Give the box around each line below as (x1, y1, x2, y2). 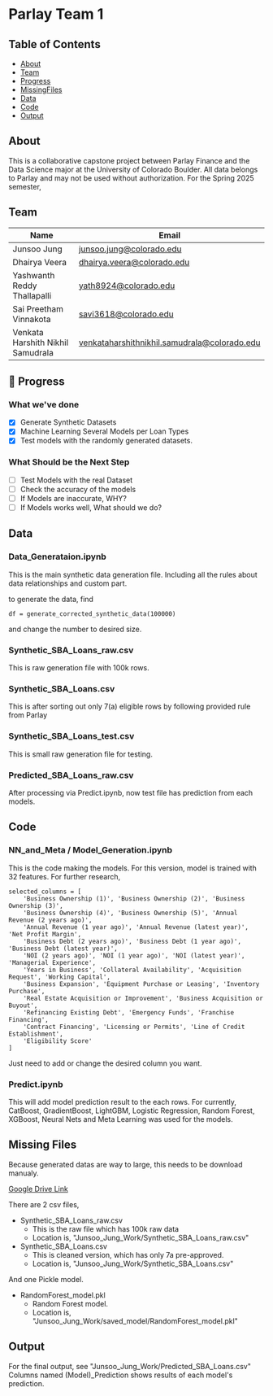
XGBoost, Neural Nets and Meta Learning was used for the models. (8, 1114, 233, 1123)
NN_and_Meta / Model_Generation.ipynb (8, 844, 173, 856)
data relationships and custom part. (8, 578, 128, 588)
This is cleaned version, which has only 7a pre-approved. (32, 1250, 224, 1259)
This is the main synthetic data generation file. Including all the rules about (8, 569, 258, 579)
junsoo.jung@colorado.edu (78, 243, 182, 255)
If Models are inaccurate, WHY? (19, 493, 128, 503)
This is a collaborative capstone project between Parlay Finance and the (8, 155, 250, 165)
